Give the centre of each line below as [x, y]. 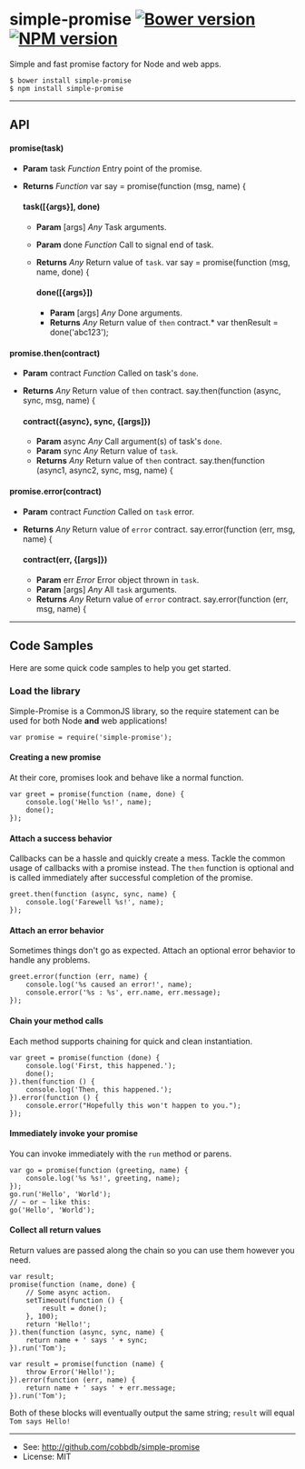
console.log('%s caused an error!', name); [109, 985]
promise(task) [37, 148]
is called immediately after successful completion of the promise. [131, 878]
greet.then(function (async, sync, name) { [93, 894]
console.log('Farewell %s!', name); [95, 903]
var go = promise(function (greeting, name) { [99, 1170]
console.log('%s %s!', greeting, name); [103, 1178]
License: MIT [47, 1457]
